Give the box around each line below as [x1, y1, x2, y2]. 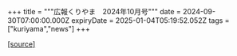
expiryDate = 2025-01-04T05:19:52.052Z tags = [71, 16, 230, 25]
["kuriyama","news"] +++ [7, 24, 91, 33]
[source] [7, 39, 36, 49]
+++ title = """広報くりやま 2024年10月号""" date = [7, 7, 181, 16]
